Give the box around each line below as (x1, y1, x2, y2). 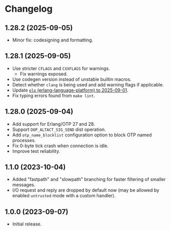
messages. (12, 182, 36, 188)
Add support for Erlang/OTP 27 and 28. (12, 121, 95, 127)
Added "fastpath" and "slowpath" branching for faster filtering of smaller (12, 176, 166, 182)
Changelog (5, 3, 53, 15)
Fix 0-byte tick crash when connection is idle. (12, 143, 109, 149)
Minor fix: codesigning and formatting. (12, 37, 93, 43)
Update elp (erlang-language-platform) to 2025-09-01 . (12, 87, 129, 93)
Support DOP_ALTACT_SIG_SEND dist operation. (12, 126, 106, 132)
